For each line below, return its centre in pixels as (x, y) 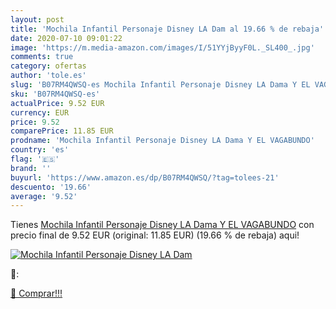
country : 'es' (40, 150)
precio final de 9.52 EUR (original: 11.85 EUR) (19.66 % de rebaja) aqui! (155, 235)
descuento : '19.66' (51, 187)
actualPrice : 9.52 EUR (57, 103)
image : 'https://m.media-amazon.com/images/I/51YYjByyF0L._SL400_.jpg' (162, 47)
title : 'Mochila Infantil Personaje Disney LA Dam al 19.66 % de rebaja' (167, 29)
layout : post (37, 19)
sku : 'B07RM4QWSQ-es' (55, 94)
